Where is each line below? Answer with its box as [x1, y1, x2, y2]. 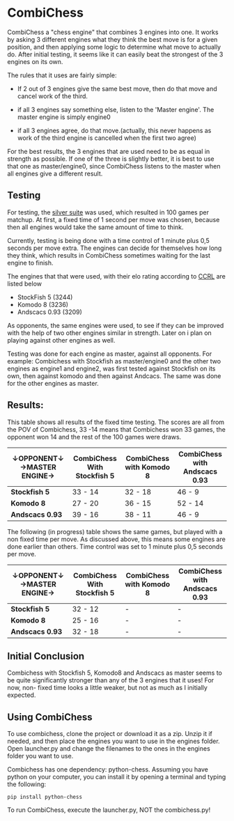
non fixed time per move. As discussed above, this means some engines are [7, 535, 226, 543]
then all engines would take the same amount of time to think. [7, 223, 184, 231]
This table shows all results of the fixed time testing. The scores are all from [7, 418, 225, 426]
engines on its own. [7, 57, 63, 65]
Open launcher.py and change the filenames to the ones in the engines [7, 744, 210, 753]
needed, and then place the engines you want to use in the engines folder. [7, 737, 221, 746]
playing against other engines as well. [7, 336, 116, 344]
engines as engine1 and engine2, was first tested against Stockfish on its [7, 364, 216, 373]
